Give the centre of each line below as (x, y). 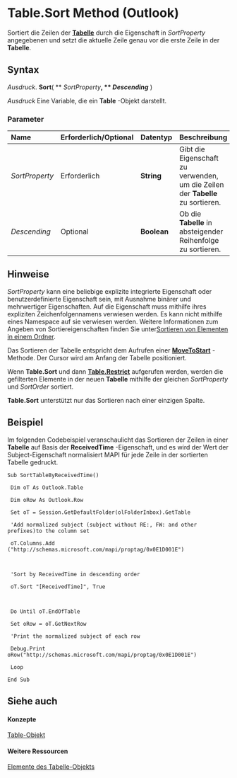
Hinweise (28, 274)
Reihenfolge (199, 241)
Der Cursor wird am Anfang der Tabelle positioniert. (111, 357)
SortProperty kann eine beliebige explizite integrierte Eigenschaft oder (110, 291)
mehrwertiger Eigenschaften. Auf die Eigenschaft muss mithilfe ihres (107, 307)
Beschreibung (203, 137)
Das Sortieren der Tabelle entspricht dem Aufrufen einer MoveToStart (109, 350)
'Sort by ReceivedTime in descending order (75, 574)
